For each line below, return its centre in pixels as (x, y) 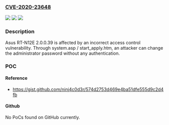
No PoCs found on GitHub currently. (43, 117)
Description (20, 32)
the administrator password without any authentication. (63, 53)
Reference (16, 78)
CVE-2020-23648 (28, 7)
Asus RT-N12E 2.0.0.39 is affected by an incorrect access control (73, 42)
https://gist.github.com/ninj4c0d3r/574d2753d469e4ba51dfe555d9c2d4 (88, 89)
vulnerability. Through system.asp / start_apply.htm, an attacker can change (84, 48)
